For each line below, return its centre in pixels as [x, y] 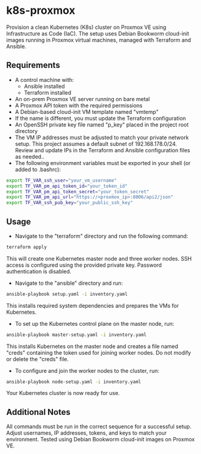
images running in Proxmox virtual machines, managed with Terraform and [99, 40]
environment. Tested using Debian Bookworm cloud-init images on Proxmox [100, 440]
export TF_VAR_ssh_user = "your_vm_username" [62, 180]
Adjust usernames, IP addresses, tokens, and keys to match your [87, 433]
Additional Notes [39, 412]
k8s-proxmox [41, 11]
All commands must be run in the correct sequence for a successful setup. [99, 427]
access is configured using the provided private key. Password [84, 265]
